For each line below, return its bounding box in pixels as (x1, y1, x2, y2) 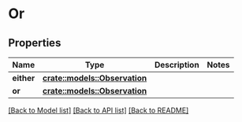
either (12, 72, 35, 83)
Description (154, 60, 199, 70)
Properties (8, 36, 61, 50)
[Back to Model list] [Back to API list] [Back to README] (8, 105, 189, 115)
